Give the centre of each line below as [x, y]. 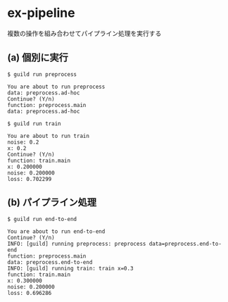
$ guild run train [34, 124]
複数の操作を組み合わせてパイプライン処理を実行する [84, 33]
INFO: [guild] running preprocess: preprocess [77, 244]
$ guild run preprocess [42, 74]
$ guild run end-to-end [42, 219]
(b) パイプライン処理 [52, 202]
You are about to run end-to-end [56, 231]
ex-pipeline [41, 13]
